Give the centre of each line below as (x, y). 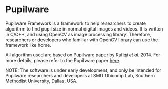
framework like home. (28, 45)
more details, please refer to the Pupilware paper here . (63, 60)
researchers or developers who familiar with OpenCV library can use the (82, 40)
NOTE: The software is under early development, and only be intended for (83, 70)
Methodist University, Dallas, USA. (41, 81)
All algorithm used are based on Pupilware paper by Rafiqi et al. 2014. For (83, 55)
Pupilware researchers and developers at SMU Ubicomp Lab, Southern (80, 75)
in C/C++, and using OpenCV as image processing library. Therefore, (78, 34)
